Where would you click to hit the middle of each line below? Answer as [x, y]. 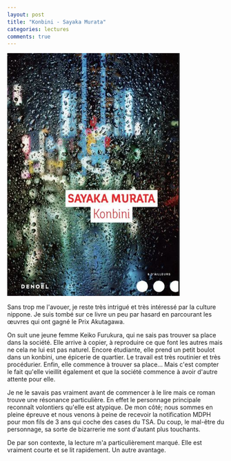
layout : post [26, 15]
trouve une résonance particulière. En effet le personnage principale [104, 400]
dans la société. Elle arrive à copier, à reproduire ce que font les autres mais [115, 343]
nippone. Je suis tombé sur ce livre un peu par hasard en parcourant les [110, 314]
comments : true [29, 37]
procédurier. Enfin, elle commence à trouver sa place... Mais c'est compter [113, 365]
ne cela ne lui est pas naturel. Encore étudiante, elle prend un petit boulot [111, 350]
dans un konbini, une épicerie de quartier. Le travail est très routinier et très [114, 357]
